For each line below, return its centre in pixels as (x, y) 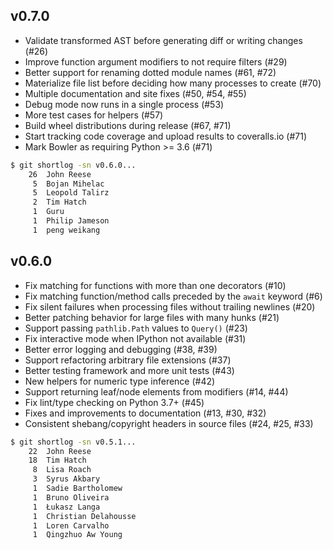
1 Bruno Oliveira (71, 497)
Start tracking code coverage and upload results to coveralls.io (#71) (166, 136)
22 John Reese (60, 451)
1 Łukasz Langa (66, 507)
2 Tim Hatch (59, 202)
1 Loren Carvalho (71, 525)
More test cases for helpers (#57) (94, 115)
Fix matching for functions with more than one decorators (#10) (155, 285)
